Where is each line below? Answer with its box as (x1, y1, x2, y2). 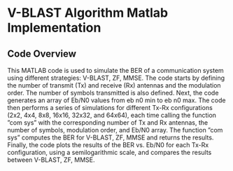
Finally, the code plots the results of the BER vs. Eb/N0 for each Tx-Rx (7, 141, 209, 149)
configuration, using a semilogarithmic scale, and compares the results (7, 149, 212, 156)
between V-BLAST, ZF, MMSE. (7, 156, 96, 164)
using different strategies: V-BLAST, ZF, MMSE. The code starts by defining (7, 74, 225, 82)
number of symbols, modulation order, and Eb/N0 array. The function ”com (7, 126, 223, 134)
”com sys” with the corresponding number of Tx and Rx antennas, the (7, 118, 209, 127)
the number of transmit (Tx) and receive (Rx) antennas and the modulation (7, 81, 222, 89)
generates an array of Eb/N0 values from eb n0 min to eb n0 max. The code (7, 96, 226, 104)
